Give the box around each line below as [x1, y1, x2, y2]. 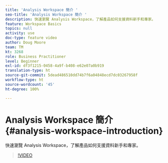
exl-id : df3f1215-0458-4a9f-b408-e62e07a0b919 [5, 63, 104, 68]
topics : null [5, 26, 33, 31]
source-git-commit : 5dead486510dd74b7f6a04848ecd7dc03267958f [5, 73, 138, 78]
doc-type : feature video [5, 36, 57, 41]
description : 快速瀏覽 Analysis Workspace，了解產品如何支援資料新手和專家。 [5, 17, 155, 22]
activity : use [5, 31, 35, 36]
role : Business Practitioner [5, 54, 66, 59]
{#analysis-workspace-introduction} [5, 125, 163, 136]
